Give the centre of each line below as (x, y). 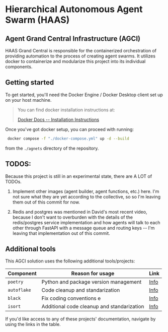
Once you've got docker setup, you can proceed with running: (70, 129)
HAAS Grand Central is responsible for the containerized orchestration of (81, 51)
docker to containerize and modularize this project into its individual (75, 61)
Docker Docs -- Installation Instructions (58, 119)
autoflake (19, 290)
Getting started (30, 82)
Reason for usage (93, 274)
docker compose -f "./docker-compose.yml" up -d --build (68, 139)
